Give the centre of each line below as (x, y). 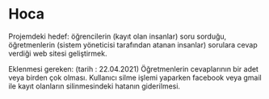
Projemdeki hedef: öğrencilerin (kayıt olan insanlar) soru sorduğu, (118, 36)
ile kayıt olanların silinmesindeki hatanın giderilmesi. (94, 86)
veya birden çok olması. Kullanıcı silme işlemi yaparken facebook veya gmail (135, 77)
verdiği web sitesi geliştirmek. (58, 53)
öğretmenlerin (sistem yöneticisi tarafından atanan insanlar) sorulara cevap (133, 44)
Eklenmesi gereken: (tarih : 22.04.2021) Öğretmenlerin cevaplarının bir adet (133, 68)
